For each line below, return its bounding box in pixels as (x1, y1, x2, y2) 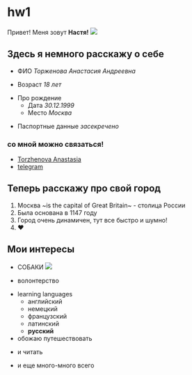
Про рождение (17, 93, 62, 102)
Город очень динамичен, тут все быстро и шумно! (17, 216, 168, 224)
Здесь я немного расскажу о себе (7, 48, 165, 60)
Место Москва (27, 109, 72, 117)
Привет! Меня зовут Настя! (7, 28, 89, 36)
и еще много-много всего (17, 361, 95, 369)
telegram (17, 163, 43, 171)
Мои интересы (7, 244, 75, 255)
